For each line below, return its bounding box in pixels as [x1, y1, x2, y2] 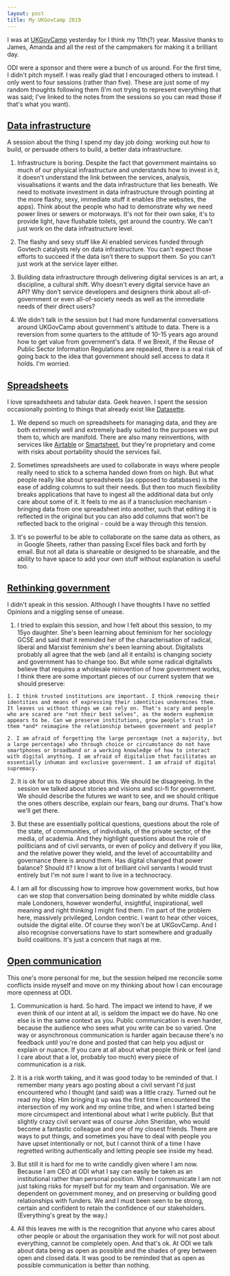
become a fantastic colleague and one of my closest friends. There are [16, 1125, 218, 1133]
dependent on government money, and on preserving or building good [16, 1189, 217, 1198]
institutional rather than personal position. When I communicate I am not [16, 1174, 221, 1182]
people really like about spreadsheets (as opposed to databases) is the [16, 476, 218, 484]
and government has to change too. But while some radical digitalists [16, 657, 213, 666]
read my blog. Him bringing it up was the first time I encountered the [16, 1095, 211, 1103]
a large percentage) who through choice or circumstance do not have [7, 741, 211, 747]
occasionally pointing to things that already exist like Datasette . [7, 405, 186, 414]
